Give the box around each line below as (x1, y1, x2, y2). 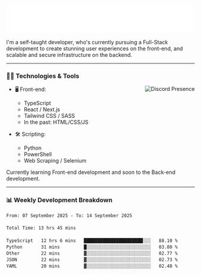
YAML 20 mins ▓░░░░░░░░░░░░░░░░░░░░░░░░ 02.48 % (6, 263, 178, 269)
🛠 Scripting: (14, 130, 46, 138)
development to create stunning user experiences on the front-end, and (6, 45, 184, 52)
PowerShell (23, 151, 52, 158)
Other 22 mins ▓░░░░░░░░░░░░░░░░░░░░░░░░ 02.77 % (6, 250, 178, 256)
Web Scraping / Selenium (23, 157, 87, 164)
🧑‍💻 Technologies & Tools (6, 72, 80, 80)
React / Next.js (23, 106, 60, 113)
